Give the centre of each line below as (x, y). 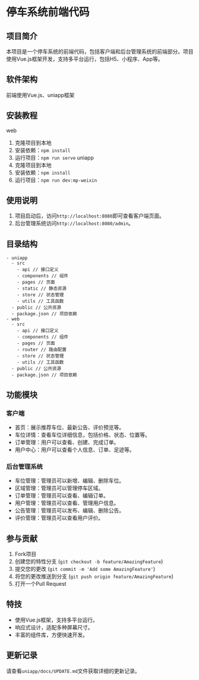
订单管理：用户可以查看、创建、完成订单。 (67, 442)
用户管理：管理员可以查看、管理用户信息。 (67, 503)
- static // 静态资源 (42, 289)
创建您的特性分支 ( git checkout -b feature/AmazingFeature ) (89, 561)
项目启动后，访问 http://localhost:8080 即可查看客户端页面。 (90, 216)
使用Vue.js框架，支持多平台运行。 (56, 620)
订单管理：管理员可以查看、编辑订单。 (61, 496)
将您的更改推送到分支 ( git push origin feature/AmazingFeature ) (94, 576)
